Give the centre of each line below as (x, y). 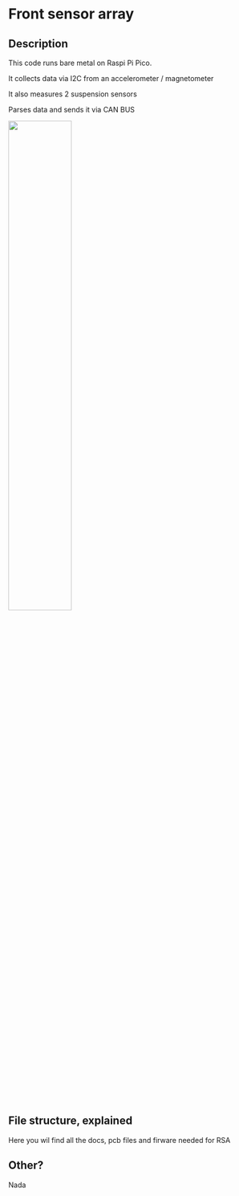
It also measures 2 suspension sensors (73, 94)
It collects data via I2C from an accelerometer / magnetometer (111, 78)
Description (38, 44)
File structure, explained (71, 1121)
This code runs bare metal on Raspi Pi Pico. (80, 63)
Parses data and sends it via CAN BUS (71, 110)
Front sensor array (71, 14)
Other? (26, 1165)
